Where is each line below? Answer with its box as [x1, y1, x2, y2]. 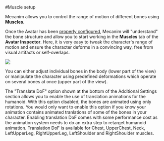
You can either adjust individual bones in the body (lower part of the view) [5, 69, 156, 74]
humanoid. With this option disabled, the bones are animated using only [5, 99, 152, 105]
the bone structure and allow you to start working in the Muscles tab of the [5, 34, 159, 39]
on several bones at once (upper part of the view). [5, 79, 108, 84]
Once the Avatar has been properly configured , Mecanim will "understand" [5, 29, 158, 34]
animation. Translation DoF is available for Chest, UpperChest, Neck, [5, 125, 145, 131]
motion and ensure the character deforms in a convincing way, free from [5, 44, 154, 50]
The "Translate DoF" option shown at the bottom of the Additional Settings [5, 88, 157, 94]
